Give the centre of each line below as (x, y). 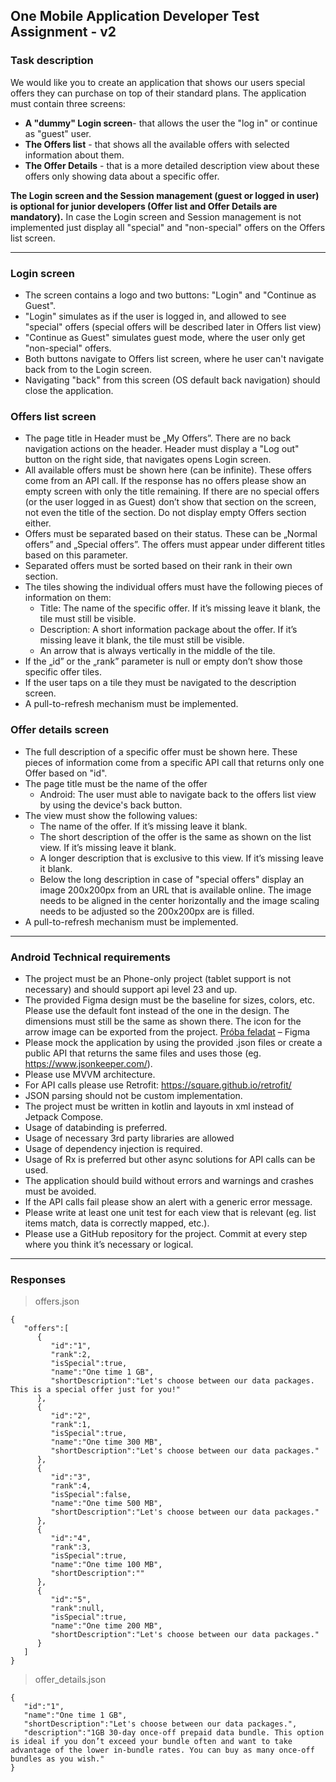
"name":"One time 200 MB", (106, 1626)
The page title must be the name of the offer (116, 783)
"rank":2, (71, 1355)
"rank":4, (71, 1486)
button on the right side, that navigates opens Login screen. (148, 460)
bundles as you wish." (57, 1759)
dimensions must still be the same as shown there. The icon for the (163, 1021)
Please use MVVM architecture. (90, 1074)
